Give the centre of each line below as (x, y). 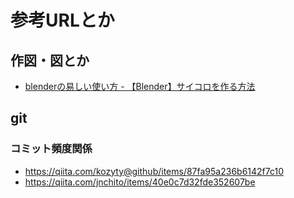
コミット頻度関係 (51, 149)
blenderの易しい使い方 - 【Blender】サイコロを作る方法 (140, 86)
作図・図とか (50, 60)
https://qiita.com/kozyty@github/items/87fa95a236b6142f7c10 (154, 171)
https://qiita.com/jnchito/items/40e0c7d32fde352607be (140, 182)
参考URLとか (62, 20)
